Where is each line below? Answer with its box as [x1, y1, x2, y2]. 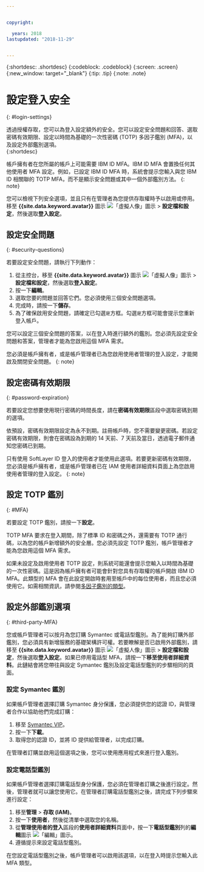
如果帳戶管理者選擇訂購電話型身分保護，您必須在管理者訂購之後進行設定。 [6, 780, 192, 788]
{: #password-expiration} [6, 394, 69, 401]
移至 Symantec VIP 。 [15, 720, 68, 728]
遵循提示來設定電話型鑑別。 [15, 839, 85, 847]
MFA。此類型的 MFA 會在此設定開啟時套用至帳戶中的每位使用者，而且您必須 [6, 575, 197, 582]
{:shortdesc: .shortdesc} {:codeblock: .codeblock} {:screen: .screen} [6, 63, 178, 70]
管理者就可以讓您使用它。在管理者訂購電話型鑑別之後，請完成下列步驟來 [16, 788, 198, 796]
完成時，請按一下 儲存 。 [15, 302, 74, 309]
